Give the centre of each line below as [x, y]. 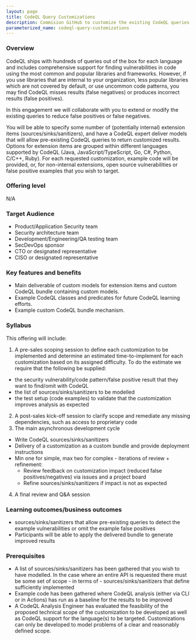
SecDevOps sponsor [39, 245]
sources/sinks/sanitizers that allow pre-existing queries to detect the [97, 522]
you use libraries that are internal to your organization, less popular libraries [97, 80]
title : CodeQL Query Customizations [51, 17]
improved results [35, 541]
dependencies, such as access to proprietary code [76, 422]
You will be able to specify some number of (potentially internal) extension [96, 127]
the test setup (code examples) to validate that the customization [93, 398]
